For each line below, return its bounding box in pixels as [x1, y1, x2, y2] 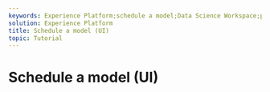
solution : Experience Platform [8, 19, 113, 27]
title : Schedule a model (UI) [8, 26, 110, 34]
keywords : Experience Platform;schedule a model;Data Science [8, 11, 221, 20]
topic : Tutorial [8, 34, 63, 42]
